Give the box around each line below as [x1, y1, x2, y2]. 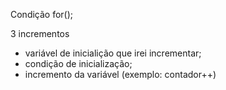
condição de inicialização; [24, 58, 133, 69]
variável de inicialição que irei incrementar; [24, 47, 202, 59]
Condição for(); [10, 9, 74, 20]
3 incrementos [10, 28, 70, 39]
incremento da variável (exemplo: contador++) [24, 69, 217, 80]
